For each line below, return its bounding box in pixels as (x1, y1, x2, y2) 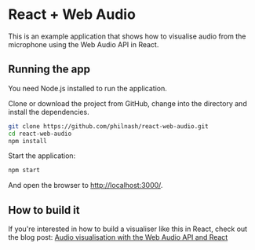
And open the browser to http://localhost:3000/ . (8, 181, 163, 190)
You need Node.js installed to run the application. (8, 83, 167, 93)
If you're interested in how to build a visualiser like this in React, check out (8, 224, 248, 233)
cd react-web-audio (8, 130, 72, 138)
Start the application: (8, 151, 76, 160)
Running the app (8, 63, 90, 76)
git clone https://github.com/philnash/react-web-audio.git (8, 122, 209, 131)
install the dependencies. (8, 107, 89, 116)
